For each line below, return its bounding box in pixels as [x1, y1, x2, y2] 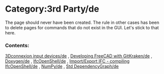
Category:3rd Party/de [5, 3, 99, 15]
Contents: [5, 42, 29, 49]
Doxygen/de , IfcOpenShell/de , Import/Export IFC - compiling [5, 58, 130, 64]
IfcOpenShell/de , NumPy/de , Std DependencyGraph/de [5, 63, 119, 69]
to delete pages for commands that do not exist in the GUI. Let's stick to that [5, 24, 159, 30]
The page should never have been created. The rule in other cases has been [5, 19, 160, 25]
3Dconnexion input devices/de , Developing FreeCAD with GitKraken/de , [5, 53, 153, 59]
